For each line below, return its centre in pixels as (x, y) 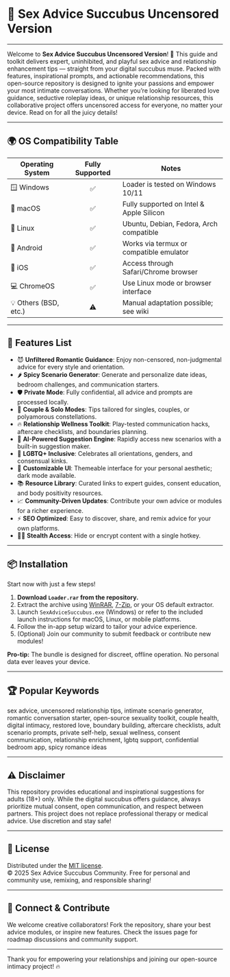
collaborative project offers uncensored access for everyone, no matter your (115, 105)
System (37, 172)
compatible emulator (156, 252)
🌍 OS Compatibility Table (63, 141)
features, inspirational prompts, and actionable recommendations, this (106, 76)
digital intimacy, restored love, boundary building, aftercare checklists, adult (114, 725)
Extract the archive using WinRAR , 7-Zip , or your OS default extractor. (115, 605)
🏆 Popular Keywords (53, 690)
